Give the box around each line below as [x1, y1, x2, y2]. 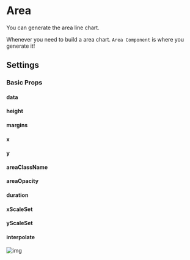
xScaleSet [6, 206, 33, 213]
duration [6, 191, 29, 199]
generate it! [6, 42, 35, 50]
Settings [6, 60, 40, 70]
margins [6, 122, 28, 129]
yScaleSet [6, 220, 33, 227]
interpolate [6, 233, 35, 240]
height [6, 108, 23, 115]
